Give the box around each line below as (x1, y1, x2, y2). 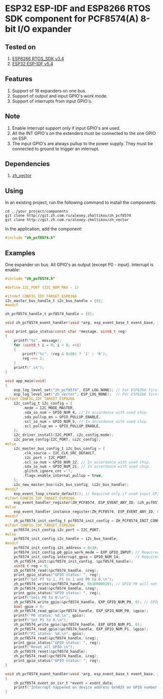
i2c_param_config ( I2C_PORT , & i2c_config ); (14, 437, 101, 442)
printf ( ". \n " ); (14, 365, 45, 370)
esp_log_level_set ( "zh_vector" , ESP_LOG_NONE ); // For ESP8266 (14, 392, 147, 397)
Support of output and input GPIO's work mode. (12, 93, 108, 99)
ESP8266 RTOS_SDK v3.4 (12, 56, 65, 61)
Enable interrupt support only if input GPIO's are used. (12, 125, 121, 131)
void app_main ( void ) (5, 378, 47, 383)
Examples (5, 249, 35, 257)
